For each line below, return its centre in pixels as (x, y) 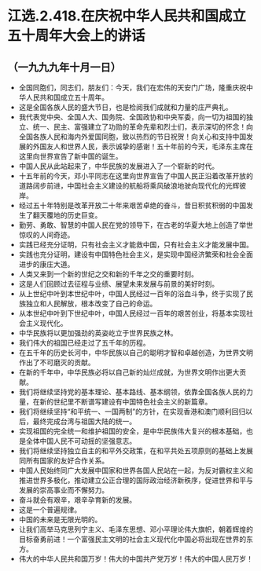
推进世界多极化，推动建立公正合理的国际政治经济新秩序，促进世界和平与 (136, 480)
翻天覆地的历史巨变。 (67, 215)
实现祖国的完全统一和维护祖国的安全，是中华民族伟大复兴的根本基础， (132, 431)
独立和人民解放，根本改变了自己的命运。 (91, 304)
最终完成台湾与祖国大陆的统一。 (85, 421)
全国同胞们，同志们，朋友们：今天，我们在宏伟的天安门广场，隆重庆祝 (132, 88)
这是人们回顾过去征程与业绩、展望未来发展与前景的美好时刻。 (119, 284)
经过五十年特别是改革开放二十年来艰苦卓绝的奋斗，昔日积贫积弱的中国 (132, 205)
